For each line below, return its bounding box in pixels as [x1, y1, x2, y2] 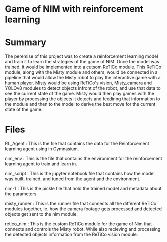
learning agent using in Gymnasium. [5, 146, 79, 152]
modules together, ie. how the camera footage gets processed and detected [5, 206, 162, 212]
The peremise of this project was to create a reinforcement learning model [5, 53, 158, 59]
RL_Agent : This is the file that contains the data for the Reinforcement [5, 141, 150, 147]
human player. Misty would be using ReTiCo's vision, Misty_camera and [5, 80, 152, 86]
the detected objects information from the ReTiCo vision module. [5, 231, 138, 238]
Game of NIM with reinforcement [5, 3, 144, 15]
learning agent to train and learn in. [5, 161, 77, 167]
